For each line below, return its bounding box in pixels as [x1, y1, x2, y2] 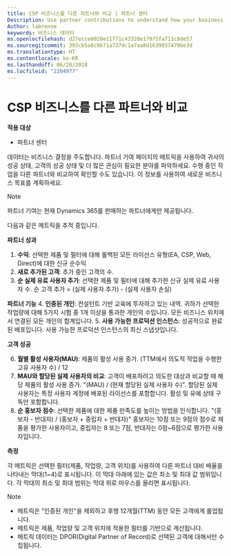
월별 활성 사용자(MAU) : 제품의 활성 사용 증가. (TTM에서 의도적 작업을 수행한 [17, 355, 222, 363]
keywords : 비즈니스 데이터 [7, 29, 74, 37]
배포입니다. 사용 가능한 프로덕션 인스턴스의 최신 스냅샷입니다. [14, 325, 179, 334]
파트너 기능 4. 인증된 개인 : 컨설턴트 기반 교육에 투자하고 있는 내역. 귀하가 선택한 [7, 300, 219, 308]
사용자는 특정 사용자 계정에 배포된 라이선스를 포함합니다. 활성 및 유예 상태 [17, 389, 214, 398]
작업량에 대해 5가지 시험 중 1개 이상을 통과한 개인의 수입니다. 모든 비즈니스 [7, 308, 206, 317]
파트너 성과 [7, 236, 37, 245]
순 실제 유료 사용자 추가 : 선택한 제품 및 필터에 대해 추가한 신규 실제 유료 [17, 276, 207, 285]
